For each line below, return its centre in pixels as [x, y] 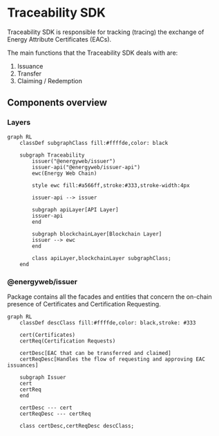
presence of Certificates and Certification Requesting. [84, 304]
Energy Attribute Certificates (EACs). [59, 39]
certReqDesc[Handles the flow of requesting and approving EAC [113, 359]
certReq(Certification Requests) [68, 341]
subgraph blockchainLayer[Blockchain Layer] [97, 234]
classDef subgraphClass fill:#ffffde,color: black [94, 143]
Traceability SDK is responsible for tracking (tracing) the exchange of [106, 32]
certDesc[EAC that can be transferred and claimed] [95, 353]
